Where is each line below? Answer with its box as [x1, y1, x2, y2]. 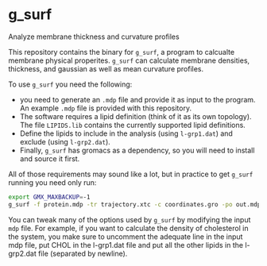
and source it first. [19, 153, 80, 164]
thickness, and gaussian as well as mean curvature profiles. [8, 64, 204, 73]
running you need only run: [8, 177, 97, 187]
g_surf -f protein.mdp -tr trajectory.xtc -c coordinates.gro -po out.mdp [8, 200, 261, 208]
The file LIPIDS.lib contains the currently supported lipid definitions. [19, 120, 246, 129]
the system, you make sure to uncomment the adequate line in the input [8, 232, 243, 241]
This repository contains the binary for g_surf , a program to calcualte [8, 47, 235, 56]
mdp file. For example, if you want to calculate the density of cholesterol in [8, 223, 249, 233]
